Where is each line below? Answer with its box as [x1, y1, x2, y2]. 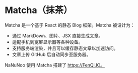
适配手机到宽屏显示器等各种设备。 [12, 38, 83, 45]
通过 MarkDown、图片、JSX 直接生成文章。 [12, 32, 103, 38]
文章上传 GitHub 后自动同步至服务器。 [12, 51, 91, 57]
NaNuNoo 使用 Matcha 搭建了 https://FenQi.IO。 [5, 62, 105, 68]
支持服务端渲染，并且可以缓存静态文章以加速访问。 [12, 45, 118, 51]
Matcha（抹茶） [5, 4, 73, 16]
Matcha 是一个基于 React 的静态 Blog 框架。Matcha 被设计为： [5, 22, 135, 28]
